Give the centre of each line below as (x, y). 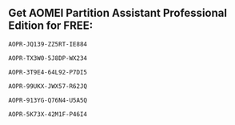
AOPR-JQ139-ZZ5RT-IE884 (48, 44)
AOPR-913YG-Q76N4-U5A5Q (48, 100)
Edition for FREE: (51, 26)
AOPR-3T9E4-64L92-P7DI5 (48, 72)
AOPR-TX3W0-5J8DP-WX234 (48, 58)
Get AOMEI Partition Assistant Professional (118, 13)
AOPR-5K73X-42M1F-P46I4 (48, 114)
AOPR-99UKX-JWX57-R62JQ (48, 86)
